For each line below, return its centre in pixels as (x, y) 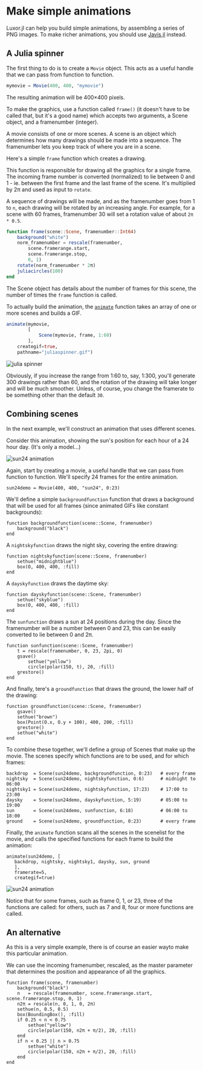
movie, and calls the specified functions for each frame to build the (90, 839)
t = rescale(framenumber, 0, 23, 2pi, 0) (70, 651)
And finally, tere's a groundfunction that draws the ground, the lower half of (100, 688)
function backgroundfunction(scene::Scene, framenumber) (79, 523)
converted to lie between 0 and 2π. (50, 634)
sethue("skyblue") (40, 600)
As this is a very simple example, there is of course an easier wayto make (98, 947)
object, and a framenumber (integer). (52, 122)
